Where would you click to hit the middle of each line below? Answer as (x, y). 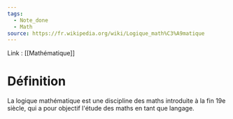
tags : (15, 14)
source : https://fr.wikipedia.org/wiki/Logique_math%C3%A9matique (106, 33)
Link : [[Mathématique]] (41, 53)
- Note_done (31, 20)
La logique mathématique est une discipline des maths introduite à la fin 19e (116, 101)
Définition (37, 82)
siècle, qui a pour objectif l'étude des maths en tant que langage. (101, 108)
